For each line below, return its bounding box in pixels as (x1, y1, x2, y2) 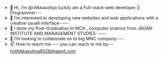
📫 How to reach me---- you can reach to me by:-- (9, 41, 114, 47)
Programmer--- (9, 10, 42, 16)
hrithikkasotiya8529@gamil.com (9, 48, 76, 54)
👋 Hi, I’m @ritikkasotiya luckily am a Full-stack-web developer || (9, 5, 140, 10)
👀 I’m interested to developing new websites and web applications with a (9, 15, 159, 20)
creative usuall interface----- (9, 20, 69, 26)
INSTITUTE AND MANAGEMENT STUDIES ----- (9, 31, 108, 36)
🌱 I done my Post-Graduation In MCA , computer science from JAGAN (9, 25, 153, 31)
